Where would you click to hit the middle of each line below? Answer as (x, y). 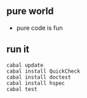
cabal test (22, 89)
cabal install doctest (39, 77)
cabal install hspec (36, 83)
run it (18, 50)
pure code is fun (39, 27)
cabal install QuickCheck (43, 71)
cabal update (25, 65)
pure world (30, 11)
